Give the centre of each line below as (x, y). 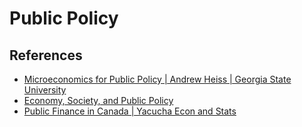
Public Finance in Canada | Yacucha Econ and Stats (130, 111)
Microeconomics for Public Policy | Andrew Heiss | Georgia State (157, 79)
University (45, 90)
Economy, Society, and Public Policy (98, 100)
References (46, 55)
